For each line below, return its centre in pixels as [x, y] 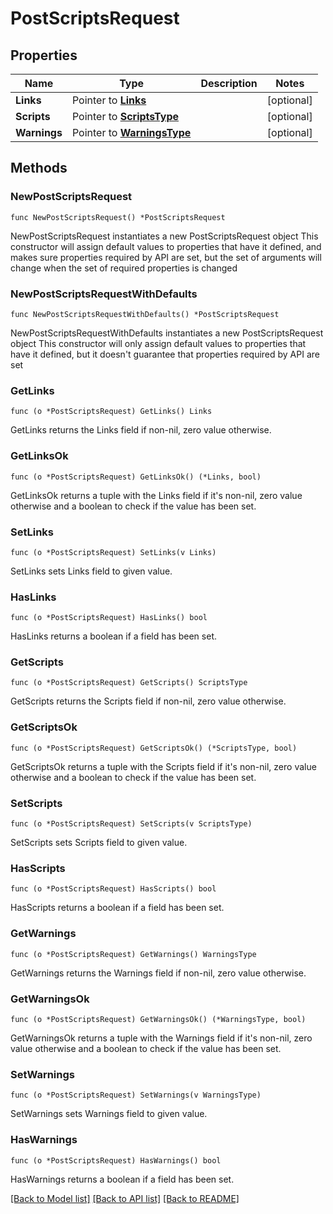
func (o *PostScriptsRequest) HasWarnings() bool [116, 1160]
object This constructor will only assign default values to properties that [158, 343]
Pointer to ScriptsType [125, 116]
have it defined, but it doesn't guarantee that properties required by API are [165, 354]
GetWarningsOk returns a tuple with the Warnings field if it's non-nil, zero [161, 1038]
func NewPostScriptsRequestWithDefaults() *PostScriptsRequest [145, 314]
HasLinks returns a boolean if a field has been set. [113, 636]
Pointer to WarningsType [131, 132]
